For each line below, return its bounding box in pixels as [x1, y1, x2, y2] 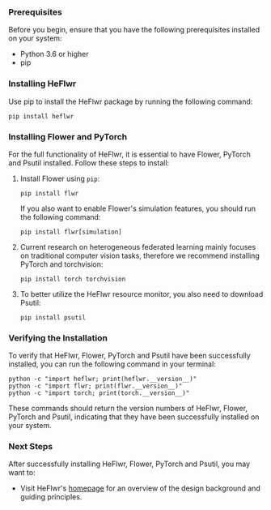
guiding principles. [19, 492, 83, 502]
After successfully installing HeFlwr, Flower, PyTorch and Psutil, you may [8, 459, 251, 469]
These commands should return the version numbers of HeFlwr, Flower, [8, 404, 248, 414]
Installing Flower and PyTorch [8, 131, 128, 142]
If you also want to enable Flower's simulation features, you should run [19, 204, 256, 213]
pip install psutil [19, 313, 87, 322]
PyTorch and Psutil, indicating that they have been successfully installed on [8, 412, 260, 422]
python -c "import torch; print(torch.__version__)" [8, 389, 190, 397]
